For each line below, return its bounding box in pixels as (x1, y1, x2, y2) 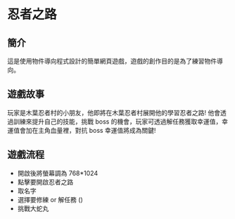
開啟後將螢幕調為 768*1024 (17, 169, 99, 177)
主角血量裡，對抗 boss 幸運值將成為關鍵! (37, 126, 156, 134)
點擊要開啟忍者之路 (17, 177, 74, 186)
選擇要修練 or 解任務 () (17, 195, 83, 203)
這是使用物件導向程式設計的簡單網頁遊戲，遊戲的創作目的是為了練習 (7, 57, 205, 65)
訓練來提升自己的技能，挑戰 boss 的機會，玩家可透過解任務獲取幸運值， (13, 117, 222, 126)
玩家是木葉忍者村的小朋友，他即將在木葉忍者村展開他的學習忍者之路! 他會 (7, 108, 220, 117)
